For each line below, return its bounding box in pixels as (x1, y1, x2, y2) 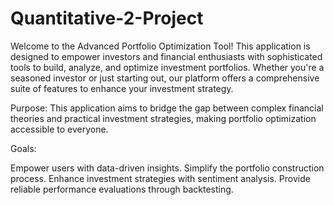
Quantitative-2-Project (10, 7, 204, 30)
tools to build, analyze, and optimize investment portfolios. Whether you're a (10, 61, 325, 73)
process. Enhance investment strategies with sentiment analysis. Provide (10, 172, 311, 184)
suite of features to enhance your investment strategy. (10, 82, 234, 94)
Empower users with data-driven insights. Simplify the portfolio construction (10, 162, 325, 174)
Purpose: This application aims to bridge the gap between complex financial (10, 102, 324, 114)
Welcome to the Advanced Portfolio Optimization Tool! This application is (10, 40, 311, 52)
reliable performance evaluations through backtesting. (10, 183, 234, 195)
